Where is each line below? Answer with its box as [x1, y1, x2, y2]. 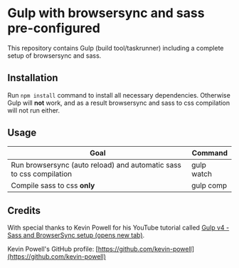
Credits [7, 205, 41, 217]
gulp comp [191, 180, 228, 190]
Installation [7, 72, 58, 84]
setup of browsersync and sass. [7, 51, 102, 60]
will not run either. [7, 105, 60, 115]
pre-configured [7, 20, 101, 36]
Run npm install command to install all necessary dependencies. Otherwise [7, 91, 231, 99]
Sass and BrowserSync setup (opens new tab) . [7, 231, 145, 239]
